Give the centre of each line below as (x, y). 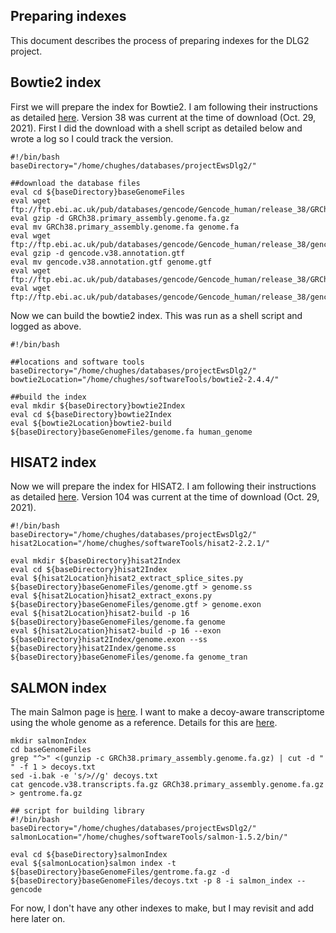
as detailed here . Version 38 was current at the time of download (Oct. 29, (163, 117)
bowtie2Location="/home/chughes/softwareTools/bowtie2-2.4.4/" (145, 379)
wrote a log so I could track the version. (92, 138)
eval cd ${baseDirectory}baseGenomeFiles (98, 192)
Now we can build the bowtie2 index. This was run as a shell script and (156, 315)
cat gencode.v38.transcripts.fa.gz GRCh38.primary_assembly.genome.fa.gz (167, 785)
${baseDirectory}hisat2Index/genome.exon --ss (109, 640)
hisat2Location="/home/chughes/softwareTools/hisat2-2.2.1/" (140, 544)
